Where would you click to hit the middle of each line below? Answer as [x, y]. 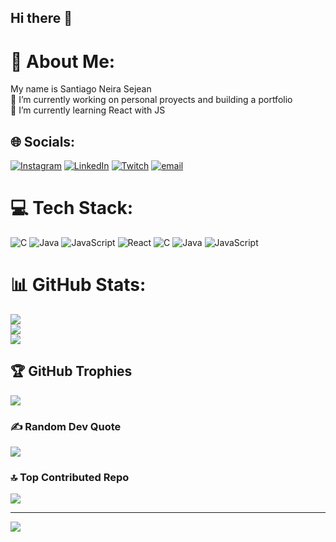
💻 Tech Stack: [72, 208]
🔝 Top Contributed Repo [70, 478]
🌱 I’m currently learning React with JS [88, 110]
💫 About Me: [63, 61]
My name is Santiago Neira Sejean [81, 89]
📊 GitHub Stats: [78, 285]
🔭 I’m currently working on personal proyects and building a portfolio [151, 100]
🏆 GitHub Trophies [71, 371]
